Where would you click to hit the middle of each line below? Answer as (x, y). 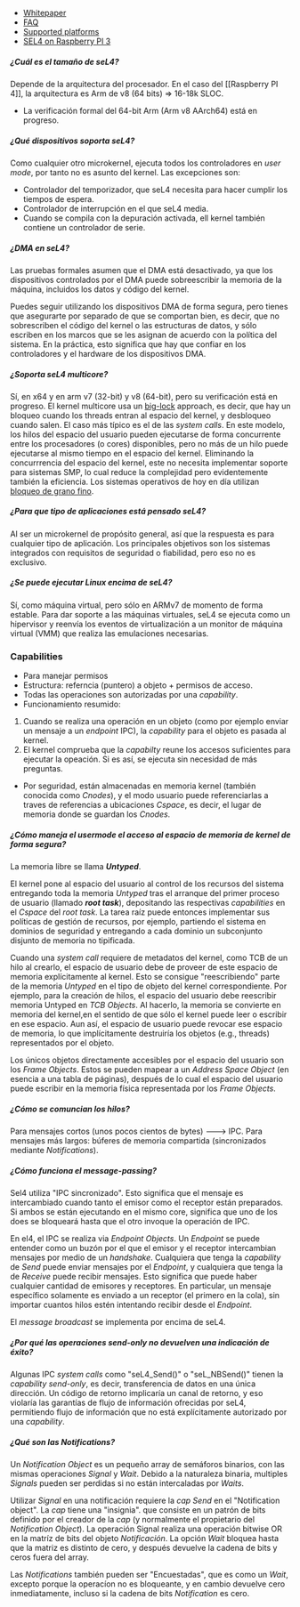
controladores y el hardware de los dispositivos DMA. (108, 353)
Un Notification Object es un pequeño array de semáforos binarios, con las (148, 1464)
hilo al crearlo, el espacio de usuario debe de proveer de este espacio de (144, 967)
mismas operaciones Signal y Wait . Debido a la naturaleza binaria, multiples (149, 1474)
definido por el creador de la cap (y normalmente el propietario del (133, 1519)
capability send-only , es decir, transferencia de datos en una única (133, 1384)
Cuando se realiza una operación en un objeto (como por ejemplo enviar (156, 722)
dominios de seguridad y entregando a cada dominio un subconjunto (137, 931)
